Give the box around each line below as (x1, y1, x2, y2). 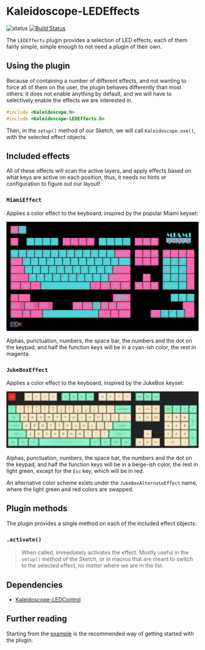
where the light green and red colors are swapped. (6, 486, 134, 493)
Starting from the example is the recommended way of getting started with (6, 630, 194, 637)
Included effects (6, 151, 70, 161)
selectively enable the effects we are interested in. (6, 96, 133, 104)
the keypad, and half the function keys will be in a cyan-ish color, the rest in (6, 343, 196, 350)
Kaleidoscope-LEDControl (15, 595, 81, 603)
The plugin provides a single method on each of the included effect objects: (6, 520, 197, 527)
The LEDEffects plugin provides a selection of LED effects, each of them (6, 36, 188, 43)
